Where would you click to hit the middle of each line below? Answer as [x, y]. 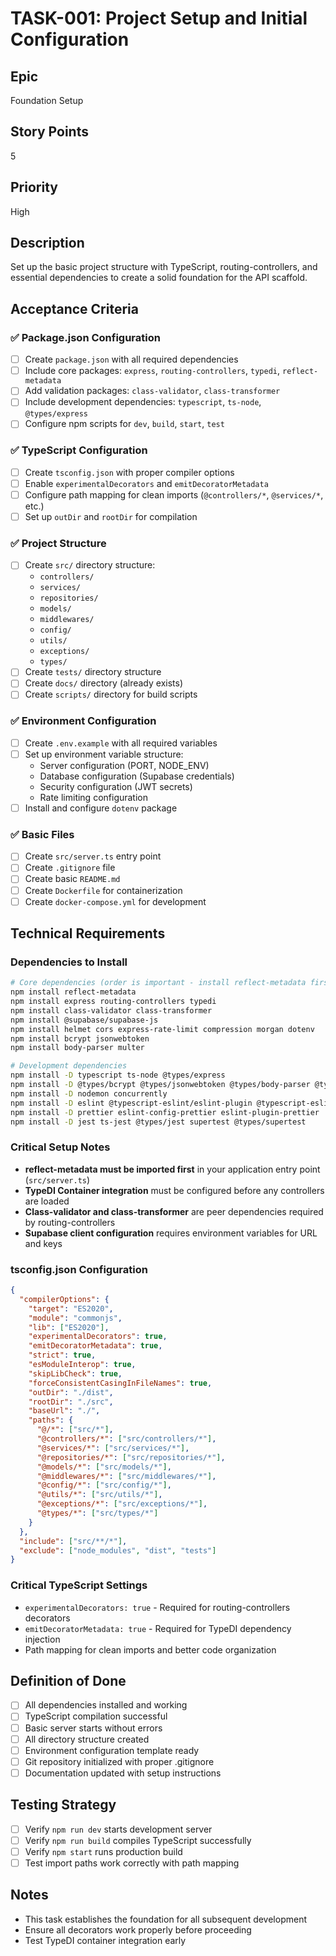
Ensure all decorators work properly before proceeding [138, 1929]
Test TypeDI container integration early [105, 1940]
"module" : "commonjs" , [75, 1318]
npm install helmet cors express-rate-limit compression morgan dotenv [162, 1029]
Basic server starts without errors [93, 1728]
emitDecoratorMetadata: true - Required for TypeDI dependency [158, 1628]
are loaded [47, 1201]
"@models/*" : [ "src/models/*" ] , [104, 1467]
